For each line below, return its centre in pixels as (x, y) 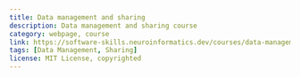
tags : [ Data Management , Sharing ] (74, 50)
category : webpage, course (59, 34)
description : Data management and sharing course (104, 26)
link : (19, 42)
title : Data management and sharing (77, 17)
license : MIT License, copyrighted (75, 58)
